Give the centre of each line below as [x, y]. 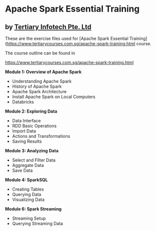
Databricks [23, 102]
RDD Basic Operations [34, 126]
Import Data [24, 131]
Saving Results [27, 141]
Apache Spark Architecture [39, 91]
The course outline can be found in [40, 53]
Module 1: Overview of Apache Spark [43, 72]
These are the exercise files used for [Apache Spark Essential [67, 38]
